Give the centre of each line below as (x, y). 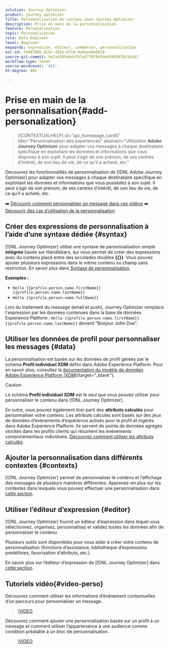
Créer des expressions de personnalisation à (77, 226)
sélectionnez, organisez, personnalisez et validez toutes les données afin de (84, 527)
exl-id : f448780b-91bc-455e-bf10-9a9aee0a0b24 (55, 52)
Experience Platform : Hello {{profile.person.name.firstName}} (72, 317)
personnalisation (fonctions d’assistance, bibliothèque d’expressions (76, 548)
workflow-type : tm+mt (28, 61)
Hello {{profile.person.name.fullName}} (55, 298)
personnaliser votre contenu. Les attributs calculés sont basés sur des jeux (83, 415)
